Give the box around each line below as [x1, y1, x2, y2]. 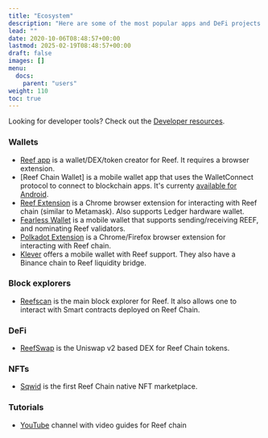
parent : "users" [23, 79, 78, 87]
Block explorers [8, 277, 71, 289]
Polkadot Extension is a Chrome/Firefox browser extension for [19, 232, 226, 242]
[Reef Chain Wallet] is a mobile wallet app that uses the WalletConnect [19, 172, 254, 181]
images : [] [8, 57, 45, 65]
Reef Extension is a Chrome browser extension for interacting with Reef [19, 198, 258, 207]
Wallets [8, 136, 39, 148]
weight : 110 [8, 86, 48, 95]
